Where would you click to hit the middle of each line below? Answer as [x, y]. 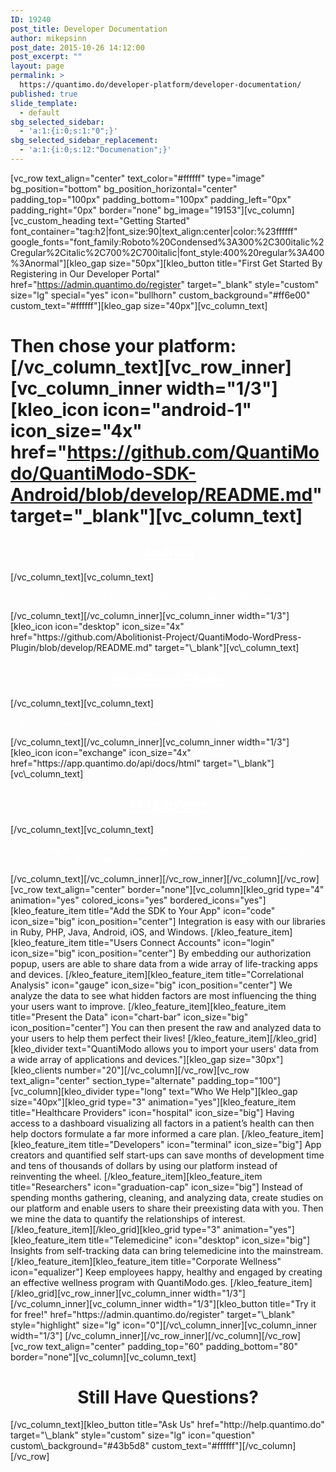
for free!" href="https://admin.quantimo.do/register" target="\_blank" [153, 1314]
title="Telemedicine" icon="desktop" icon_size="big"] [199, 1240]
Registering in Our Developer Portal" [85, 273]
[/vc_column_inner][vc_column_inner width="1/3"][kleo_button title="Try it [163, 1303]
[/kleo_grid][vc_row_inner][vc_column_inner [101, 1293]
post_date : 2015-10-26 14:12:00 [77, 47]
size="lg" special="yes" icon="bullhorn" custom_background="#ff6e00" [160, 295]
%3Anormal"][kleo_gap [58, 263]
